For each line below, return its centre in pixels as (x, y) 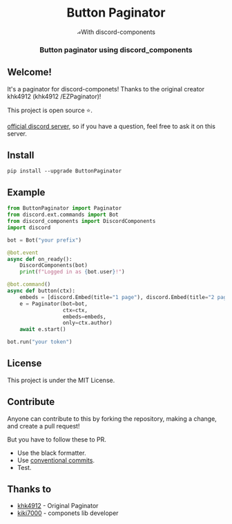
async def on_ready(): (40, 259)
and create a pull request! (43, 426)
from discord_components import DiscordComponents (81, 222)
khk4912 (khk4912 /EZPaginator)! (54, 96)
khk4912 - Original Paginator (58, 506)
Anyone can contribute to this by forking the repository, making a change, (112, 418)
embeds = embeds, (85, 316)
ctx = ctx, (75, 310)
